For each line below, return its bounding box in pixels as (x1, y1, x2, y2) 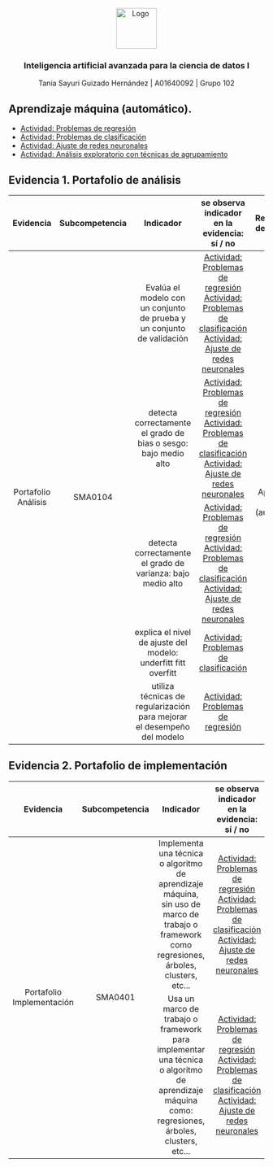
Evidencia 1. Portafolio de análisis (8, 173, 181, 187)
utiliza (151, 680, 175, 691)
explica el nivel (134, 626, 192, 638)
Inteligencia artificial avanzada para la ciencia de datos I (23, 59, 250, 71)
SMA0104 (72, 491, 113, 503)
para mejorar (137, 711, 188, 722)
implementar (157, 1043, 206, 1055)
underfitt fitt (140, 657, 186, 668)
